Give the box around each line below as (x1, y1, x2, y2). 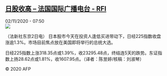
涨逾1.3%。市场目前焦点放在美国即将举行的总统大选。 (5, 39, 116, 45)
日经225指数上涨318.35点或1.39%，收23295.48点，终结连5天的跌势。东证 (5, 50, 158, 56)
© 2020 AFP (5, 66, 31, 72)
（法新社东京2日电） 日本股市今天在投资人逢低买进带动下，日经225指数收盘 (5, 33, 161, 39)
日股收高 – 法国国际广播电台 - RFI (5, 4, 107, 13)
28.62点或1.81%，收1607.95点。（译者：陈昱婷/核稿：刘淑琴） (18, 56, 145, 62)
